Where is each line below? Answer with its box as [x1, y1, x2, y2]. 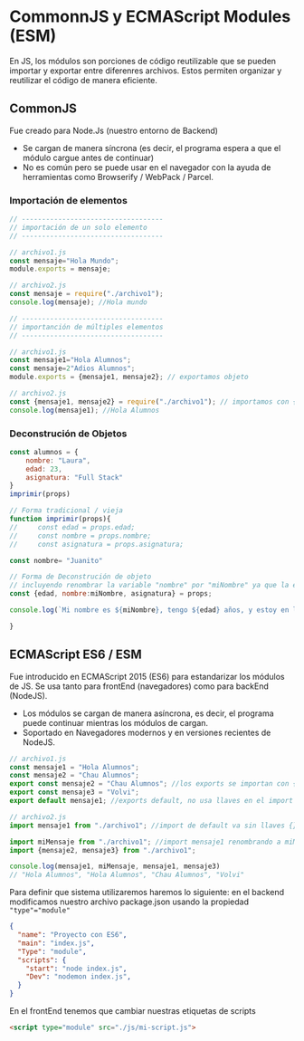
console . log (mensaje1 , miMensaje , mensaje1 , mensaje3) [9, 862, 221, 871]
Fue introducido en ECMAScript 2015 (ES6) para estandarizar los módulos [9, 671, 285, 682]
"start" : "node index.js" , [25, 964, 128, 973]
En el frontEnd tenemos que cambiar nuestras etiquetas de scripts [9, 1006, 256, 1017]
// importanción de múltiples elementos [9, 322, 165, 331]
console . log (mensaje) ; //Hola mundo [9, 298, 147, 307]
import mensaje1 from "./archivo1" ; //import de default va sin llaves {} [9, 821, 298, 830]
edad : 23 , [25, 464, 63, 473]
